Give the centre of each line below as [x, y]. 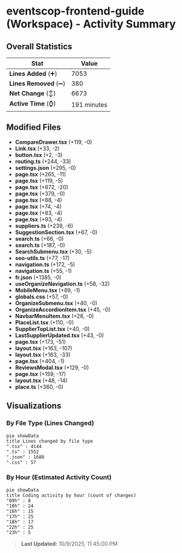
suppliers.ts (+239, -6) [44, 226]
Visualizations [34, 406]
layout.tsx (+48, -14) [41, 380]
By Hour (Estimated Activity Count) [59, 477]
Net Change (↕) [33, 93]
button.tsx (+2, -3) [39, 155]
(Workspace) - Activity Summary [91, 24]
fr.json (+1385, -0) [38, 277]
